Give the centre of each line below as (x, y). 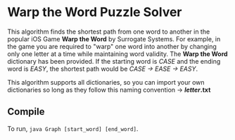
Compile (26, 112)
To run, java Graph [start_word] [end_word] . (73, 128)
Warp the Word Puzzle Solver (95, 12)
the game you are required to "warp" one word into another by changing (112, 46)
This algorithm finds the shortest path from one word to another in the (109, 31)
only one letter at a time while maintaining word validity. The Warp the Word (118, 54)
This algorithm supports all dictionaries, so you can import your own (106, 82)
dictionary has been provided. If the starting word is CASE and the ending (114, 61)
